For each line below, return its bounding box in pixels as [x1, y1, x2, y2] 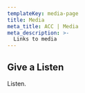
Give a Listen [7, 61, 64, 73]
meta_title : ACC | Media [7, 23, 79, 30]
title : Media [7, 17, 45, 23]
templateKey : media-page [7, 10, 79, 17]
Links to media [13, 36, 57, 43]
